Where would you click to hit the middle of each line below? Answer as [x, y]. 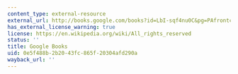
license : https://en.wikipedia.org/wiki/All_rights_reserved [100, 33]
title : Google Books [38, 47]
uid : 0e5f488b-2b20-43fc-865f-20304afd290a [73, 54]
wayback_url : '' [31, 60]
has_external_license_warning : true [61, 27]
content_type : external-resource [57, 14]
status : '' [23, 40]
